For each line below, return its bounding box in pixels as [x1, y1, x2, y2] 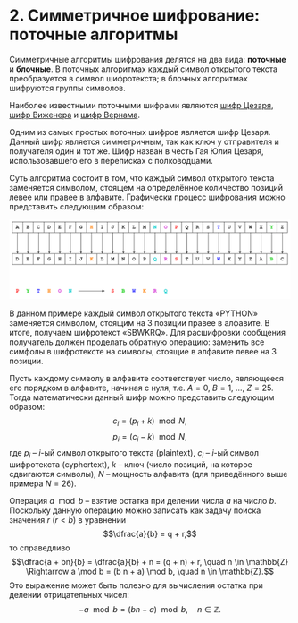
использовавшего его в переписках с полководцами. [9, 155, 214, 166]
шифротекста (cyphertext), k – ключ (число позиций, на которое [9, 459, 252, 470]
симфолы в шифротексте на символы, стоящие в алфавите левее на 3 [9, 346, 277, 356]
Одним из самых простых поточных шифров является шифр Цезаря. [9, 126, 271, 137]
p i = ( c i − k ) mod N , [112, 431, 187, 444]
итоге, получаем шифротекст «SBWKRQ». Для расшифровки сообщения [9, 327, 286, 337]
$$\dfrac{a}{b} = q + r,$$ [103, 529, 197, 540]
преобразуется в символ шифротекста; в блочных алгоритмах [9, 73, 248, 83]
